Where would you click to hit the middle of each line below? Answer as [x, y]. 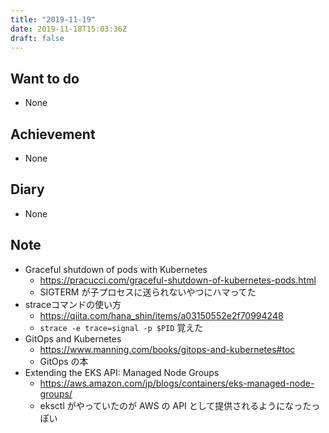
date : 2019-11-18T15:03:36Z [69, 29]
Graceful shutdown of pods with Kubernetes [116, 269]
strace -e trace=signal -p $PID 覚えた [121, 327]
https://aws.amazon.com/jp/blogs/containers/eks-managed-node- [177, 383]
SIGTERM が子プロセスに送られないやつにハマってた [148, 292]
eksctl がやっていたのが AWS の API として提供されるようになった [175, 405]
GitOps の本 [64, 361]
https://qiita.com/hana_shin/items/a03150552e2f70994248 [161, 315]
